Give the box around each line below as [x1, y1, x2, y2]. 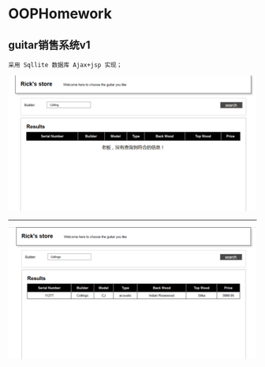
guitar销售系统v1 [8, 38, 91, 51]
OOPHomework [8, 5, 112, 23]
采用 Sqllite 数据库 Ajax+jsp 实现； [8, 61, 123, 69]
